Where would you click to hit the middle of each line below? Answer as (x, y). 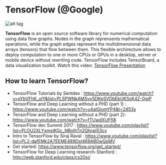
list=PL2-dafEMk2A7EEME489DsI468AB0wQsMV (64, 141)
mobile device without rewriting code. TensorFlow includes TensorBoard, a (82, 60)
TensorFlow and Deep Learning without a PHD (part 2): (69, 114)
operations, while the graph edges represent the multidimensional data (78, 44)
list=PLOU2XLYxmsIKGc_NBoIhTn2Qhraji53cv (60, 130)
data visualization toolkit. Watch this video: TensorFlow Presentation (75, 65)
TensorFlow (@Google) (54, 10)
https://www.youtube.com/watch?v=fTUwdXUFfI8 (64, 120)
